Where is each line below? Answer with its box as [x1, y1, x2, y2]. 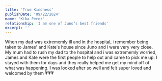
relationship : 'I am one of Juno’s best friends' [5, 21, 109, 26]
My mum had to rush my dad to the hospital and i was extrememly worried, [5, 50, 157, 55]
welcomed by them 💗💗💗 [5, 70, 54, 76]
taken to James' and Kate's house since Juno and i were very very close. [5, 44, 153, 50]
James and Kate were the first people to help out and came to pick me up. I [5, 54, 158, 60]
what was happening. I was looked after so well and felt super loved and [5, 65, 151, 71]
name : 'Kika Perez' [5, 16, 45, 21]
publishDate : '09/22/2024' [5, 12, 60, 17]
